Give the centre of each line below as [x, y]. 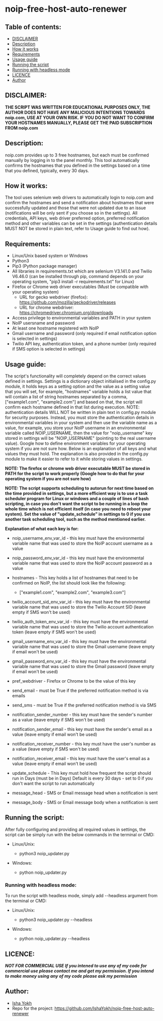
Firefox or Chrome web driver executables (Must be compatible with [80, 287]
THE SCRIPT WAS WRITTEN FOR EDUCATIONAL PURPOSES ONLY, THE [78, 107]
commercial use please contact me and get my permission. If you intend [80, 971]
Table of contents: [33, 27]
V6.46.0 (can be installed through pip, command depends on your [78, 276]
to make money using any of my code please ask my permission [71, 976]
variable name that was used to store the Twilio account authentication [83, 627]
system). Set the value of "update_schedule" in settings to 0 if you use [78, 514]
